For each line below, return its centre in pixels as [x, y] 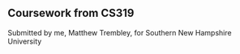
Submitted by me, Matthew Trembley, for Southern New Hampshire [120, 32]
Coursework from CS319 [71, 13]
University [25, 41]
